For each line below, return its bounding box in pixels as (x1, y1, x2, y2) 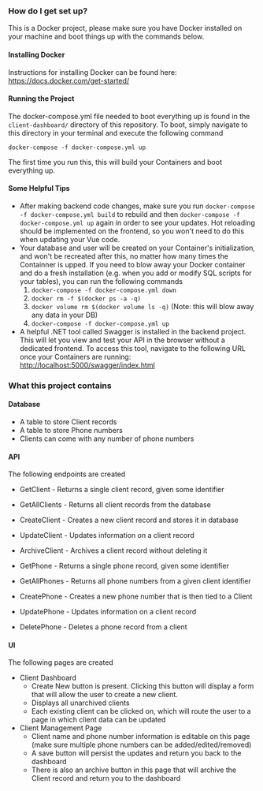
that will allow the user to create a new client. (31, 690, 179, 700)
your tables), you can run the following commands (19, 276, 183, 285)
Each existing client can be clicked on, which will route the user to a (31, 707, 251, 716)
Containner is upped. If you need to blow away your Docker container (19, 259, 246, 269)
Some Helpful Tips (8, 184, 70, 193)
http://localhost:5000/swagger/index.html (19, 360, 155, 370)
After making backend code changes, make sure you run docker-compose (19, 201, 256, 211)
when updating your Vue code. (19, 234, 120, 244)
